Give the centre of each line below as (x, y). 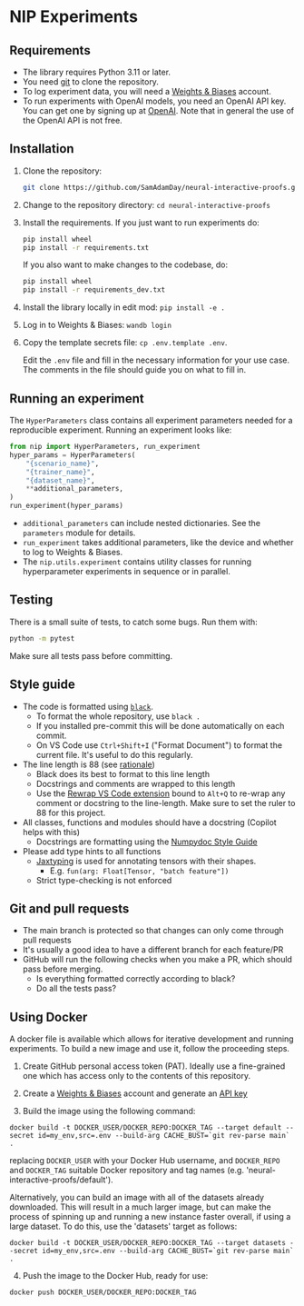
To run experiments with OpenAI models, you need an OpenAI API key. (154, 101)
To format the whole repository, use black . (118, 716)
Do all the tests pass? (76, 989)
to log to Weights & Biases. (73, 552)
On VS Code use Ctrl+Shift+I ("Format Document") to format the (159, 745)
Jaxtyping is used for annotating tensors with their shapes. (146, 861)
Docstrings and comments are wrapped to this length (136, 783)
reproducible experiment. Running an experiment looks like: (121, 430)
